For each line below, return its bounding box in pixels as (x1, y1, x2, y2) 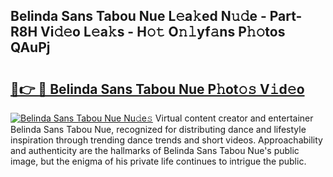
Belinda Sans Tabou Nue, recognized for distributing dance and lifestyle (10, 124, 307, 135)
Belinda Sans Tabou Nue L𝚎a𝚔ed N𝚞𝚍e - (10, 8, 267, 25)
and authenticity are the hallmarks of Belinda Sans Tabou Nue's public (10, 145, 300, 156)
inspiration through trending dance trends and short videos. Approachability (10, 134, 323, 146)
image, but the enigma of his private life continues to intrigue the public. (10, 155, 307, 167)
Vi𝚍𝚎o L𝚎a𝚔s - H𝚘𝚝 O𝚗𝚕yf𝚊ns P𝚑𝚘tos (40, 24, 286, 41)
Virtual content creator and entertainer (154, 112, 314, 124)
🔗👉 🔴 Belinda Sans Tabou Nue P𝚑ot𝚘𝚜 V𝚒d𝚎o (10, 80, 305, 98)
